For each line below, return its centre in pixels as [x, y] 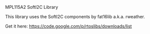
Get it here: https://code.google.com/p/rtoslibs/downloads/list [69, 26]
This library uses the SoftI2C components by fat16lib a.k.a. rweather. [75, 17]
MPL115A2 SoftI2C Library [32, 7]
